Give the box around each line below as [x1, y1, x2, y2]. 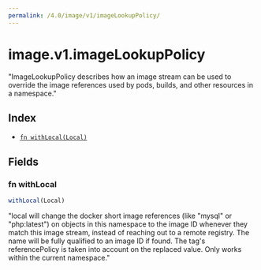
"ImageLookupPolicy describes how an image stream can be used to [8, 72, 232, 81]
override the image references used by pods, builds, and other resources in [8, 80, 254, 89]
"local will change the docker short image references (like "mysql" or [8, 211, 233, 220]
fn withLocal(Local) [19, 133, 88, 142]
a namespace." [8, 88, 57, 98]
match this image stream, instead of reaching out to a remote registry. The [8, 227, 250, 237]
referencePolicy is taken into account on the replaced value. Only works [8, 244, 242, 253]
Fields [8, 155, 39, 168]
